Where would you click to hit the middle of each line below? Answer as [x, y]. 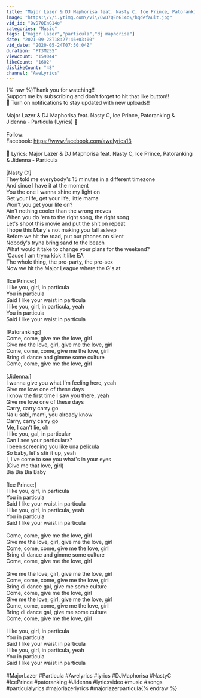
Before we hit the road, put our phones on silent [65, 237]
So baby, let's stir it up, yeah [41, 453]
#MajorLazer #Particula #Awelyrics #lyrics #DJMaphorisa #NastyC [89, 676]
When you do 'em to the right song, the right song [68, 217]
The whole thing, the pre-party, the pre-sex [60, 262]
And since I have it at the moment [48, 186]
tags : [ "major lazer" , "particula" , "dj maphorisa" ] [71, 34]
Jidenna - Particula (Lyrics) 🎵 [42, 122]
